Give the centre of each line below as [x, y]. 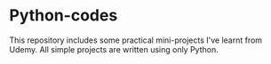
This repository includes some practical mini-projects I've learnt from [136, 40]
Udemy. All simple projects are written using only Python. [114, 49]
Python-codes [64, 16]
